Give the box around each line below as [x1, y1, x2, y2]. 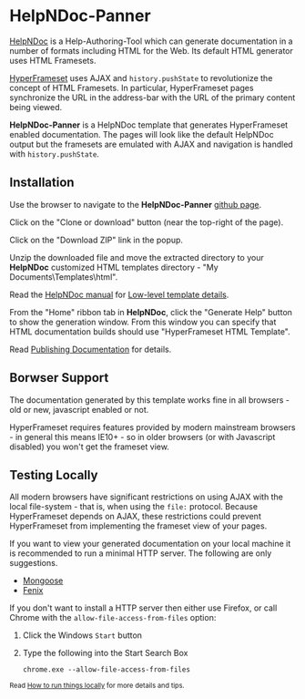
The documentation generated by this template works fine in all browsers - [9, 394, 290, 406]
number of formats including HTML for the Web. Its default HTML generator [9, 45, 294, 56]
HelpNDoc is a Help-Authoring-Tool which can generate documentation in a [9, 36, 293, 46]
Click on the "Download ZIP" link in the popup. [9, 234, 184, 245]
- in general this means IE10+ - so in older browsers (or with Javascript [9, 431, 276, 442]
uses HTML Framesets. [9, 55, 97, 66]
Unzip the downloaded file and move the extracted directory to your [9, 252, 264, 262]
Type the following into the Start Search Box [22, 648, 188, 659]
